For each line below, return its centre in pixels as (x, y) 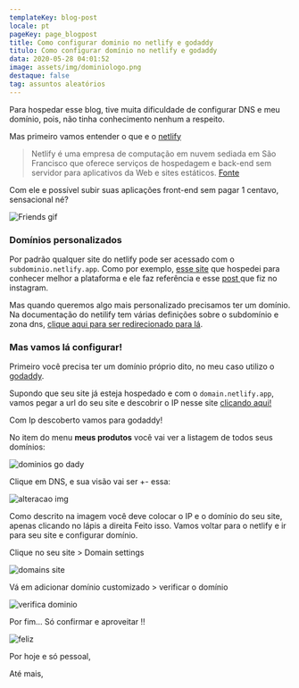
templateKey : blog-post (54, 17)
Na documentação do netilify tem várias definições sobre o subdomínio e (144, 315)
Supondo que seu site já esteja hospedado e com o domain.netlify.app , (142, 393)
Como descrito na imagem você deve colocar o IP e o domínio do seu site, (146, 516)
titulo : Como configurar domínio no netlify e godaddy (113, 51)
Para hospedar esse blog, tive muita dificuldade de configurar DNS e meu (145, 109)
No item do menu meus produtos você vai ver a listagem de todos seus (141, 438)
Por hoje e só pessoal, (50, 657)
